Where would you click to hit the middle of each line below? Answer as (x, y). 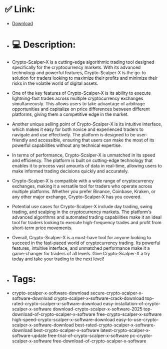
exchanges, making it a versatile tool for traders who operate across (82, 186)
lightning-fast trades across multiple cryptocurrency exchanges (77, 98)
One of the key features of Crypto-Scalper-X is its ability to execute (81, 93)
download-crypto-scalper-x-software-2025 (98, 309)
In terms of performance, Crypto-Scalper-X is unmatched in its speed (83, 155)
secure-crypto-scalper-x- (117, 293)
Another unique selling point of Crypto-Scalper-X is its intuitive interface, (87, 124)
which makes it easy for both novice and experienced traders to (77, 129)
